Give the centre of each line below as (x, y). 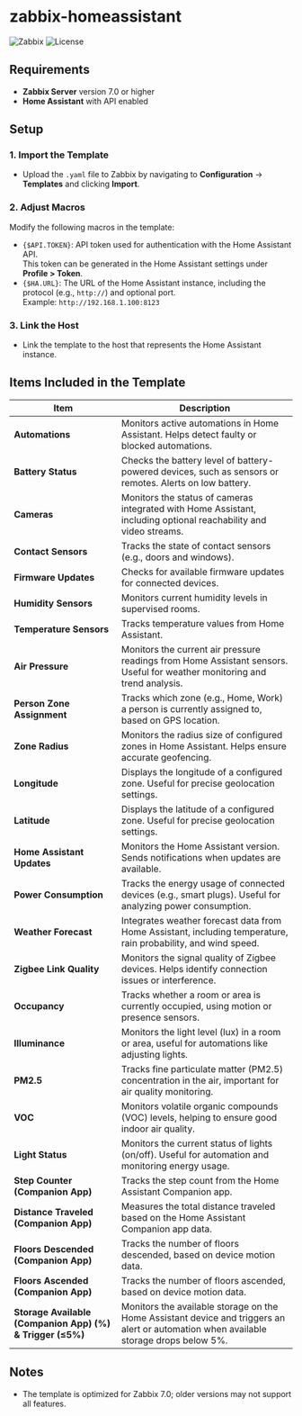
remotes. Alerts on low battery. (186, 483)
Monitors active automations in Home (200, 423)
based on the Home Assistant (183, 1217)
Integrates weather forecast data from (201, 920)
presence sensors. (160, 1017)
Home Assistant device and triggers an (203, 1318)
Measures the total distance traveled (198, 1206)
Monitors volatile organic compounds (200, 1106)
